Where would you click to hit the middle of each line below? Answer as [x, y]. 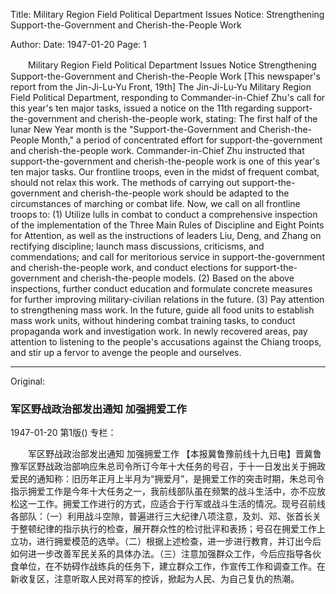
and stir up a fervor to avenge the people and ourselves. [126, 352]
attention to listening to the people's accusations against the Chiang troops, [166, 342]
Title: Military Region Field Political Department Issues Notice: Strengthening [167, 14]
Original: [28, 381]
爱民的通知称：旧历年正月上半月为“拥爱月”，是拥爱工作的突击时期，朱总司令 [167, 479]
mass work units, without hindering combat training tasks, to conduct [153, 320]
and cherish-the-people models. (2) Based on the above [178, 278]
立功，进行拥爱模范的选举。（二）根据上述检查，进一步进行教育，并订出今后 [166, 541]
